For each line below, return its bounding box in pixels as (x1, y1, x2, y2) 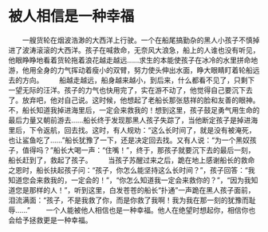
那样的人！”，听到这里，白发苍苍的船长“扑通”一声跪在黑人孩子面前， (29, 185, 255, 194)
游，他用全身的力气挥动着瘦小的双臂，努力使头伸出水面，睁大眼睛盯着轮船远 (8, 65, 260, 74)
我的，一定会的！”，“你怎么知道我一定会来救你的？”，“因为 (49, 175, 245, 185)
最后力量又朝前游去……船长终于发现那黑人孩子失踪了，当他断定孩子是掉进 (8, 115, 251, 125)
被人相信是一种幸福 (8, 7, 135, 26)
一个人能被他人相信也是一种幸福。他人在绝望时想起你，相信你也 (45, 205, 256, 214)
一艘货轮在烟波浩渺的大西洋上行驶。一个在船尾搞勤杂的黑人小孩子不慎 (22, 35, 253, 45)
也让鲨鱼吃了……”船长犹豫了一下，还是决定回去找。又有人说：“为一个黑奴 (8, 135, 250, 145)
